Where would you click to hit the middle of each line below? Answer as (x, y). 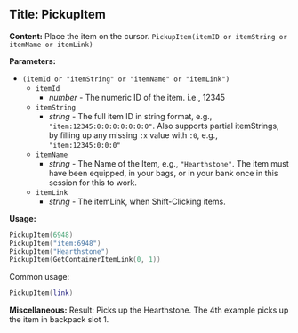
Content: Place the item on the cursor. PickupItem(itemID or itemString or (148, 36)
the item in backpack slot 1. (59, 320)
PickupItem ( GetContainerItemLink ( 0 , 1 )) (85, 260)
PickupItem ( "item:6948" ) (55, 243)
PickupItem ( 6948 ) (41, 235)
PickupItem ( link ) (41, 293)
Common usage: (40, 277)
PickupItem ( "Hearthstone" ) (59, 252)
